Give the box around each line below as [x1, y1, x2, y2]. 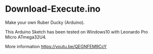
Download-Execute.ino [5, 3, 101, 15]
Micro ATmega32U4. [5, 34, 47, 40]
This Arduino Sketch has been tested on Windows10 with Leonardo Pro [5, 29, 148, 35]
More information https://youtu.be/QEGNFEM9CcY [5, 43, 107, 49]
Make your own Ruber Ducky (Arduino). [5, 19, 85, 25]
